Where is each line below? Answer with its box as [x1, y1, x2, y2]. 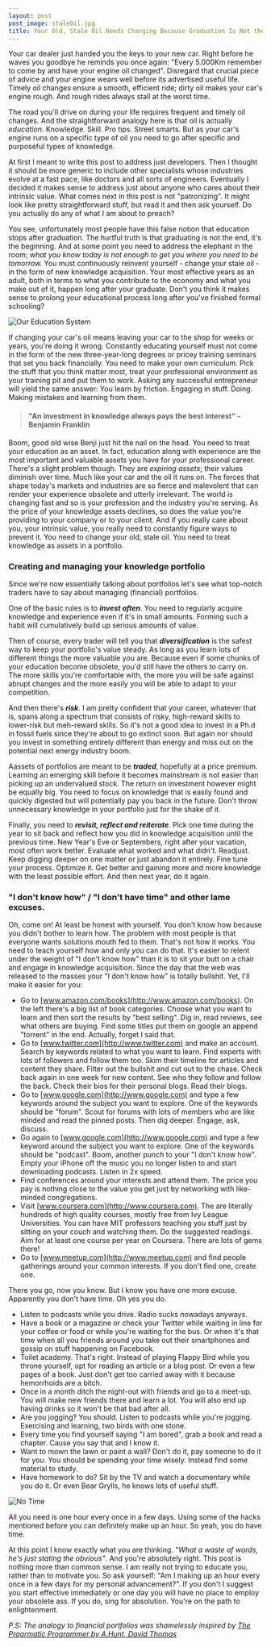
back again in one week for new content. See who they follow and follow [19, 1073, 261, 1082]
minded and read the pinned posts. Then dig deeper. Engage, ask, [19, 1115, 240, 1125]
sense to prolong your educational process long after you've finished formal [8, 293, 261, 302]
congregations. [47, 1193, 98, 1203]
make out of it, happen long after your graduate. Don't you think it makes [8, 284, 250, 294]
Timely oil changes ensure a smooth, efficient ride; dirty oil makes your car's [8, 83, 263, 93]
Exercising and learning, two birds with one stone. [19, 1421, 187, 1431]
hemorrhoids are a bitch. [19, 1378, 102, 1388]
